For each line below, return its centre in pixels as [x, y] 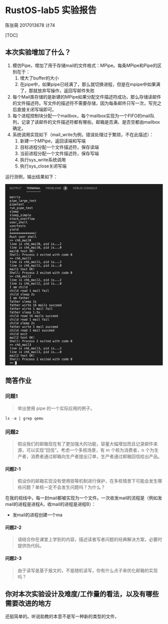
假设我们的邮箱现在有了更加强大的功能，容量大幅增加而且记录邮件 [85, 444]
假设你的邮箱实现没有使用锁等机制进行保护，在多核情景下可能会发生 [87, 481]
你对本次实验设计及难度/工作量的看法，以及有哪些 [82, 594]
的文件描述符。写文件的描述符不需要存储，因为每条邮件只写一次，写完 [85, 103]
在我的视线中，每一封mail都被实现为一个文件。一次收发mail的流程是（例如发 [84, 498]
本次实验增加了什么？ [38, 53]
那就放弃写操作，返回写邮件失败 [62, 91]
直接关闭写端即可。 [36, 109]
